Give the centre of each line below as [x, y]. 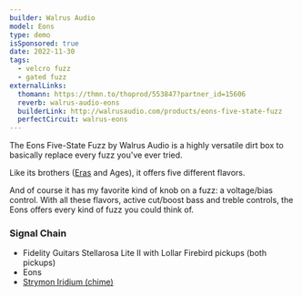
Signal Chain [38, 233]
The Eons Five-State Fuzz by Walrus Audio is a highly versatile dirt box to [146, 146]
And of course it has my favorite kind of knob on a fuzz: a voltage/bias [141, 190]
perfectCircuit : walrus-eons [73, 119]
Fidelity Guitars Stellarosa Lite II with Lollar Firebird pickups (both [144, 253]
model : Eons [32, 26]
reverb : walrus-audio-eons [69, 102]
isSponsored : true [44, 43]
